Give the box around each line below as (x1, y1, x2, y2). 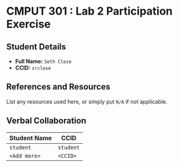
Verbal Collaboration (6, 116, 86, 126)
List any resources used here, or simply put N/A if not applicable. (6, 98, 168, 105)
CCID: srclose (15, 64, 52, 71)
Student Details (6, 41, 66, 52)
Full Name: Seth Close (15, 58, 72, 65)
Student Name (9, 133, 52, 142)
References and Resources (6, 82, 111, 92)
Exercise (6, 17, 51, 31)
